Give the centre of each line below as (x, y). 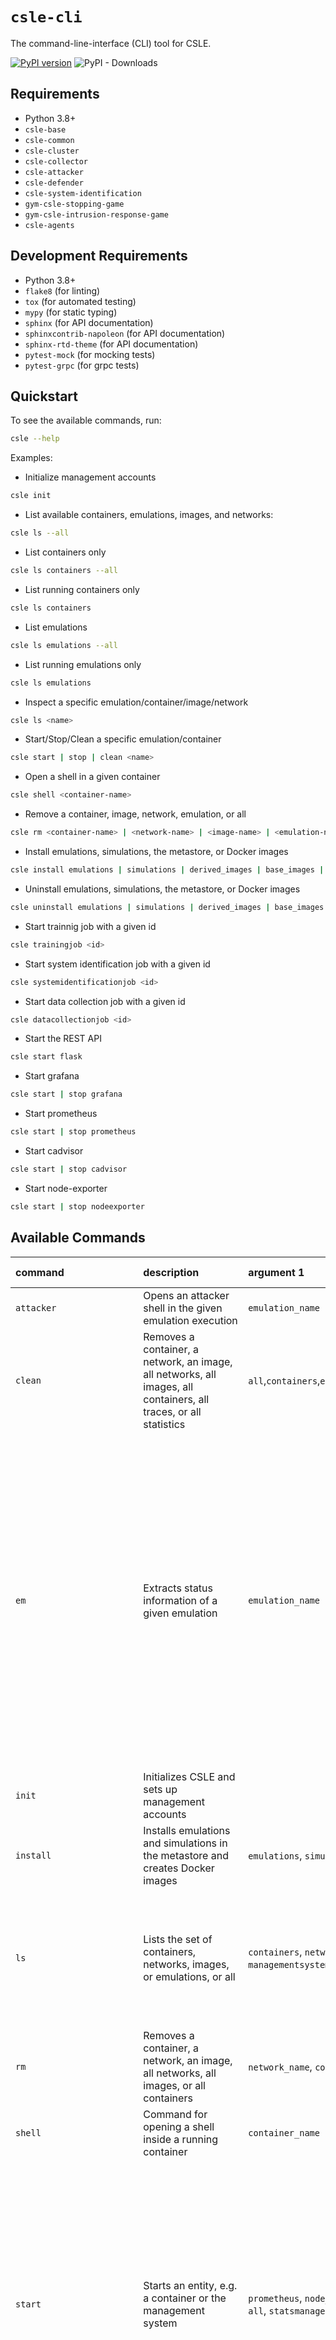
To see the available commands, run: (86, 420)
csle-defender (54, 183)
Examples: (31, 458)
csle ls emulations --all (64, 645)
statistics (164, 1424)
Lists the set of (178, 1939)
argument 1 (276, 1272)
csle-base (45, 129)
